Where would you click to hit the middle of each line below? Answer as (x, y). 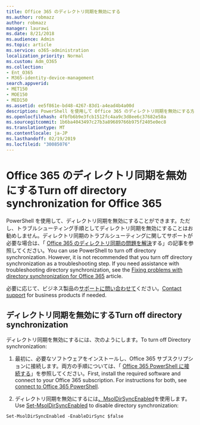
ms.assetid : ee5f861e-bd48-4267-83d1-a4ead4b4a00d (70, 106)
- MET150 (17, 89)
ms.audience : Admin (30, 39)
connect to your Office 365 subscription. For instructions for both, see (101, 380)
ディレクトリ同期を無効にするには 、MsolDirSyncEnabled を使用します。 (102, 399)
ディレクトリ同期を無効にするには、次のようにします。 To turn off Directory (99, 340)
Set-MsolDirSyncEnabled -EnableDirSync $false (65, 417)
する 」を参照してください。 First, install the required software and (100, 374)
